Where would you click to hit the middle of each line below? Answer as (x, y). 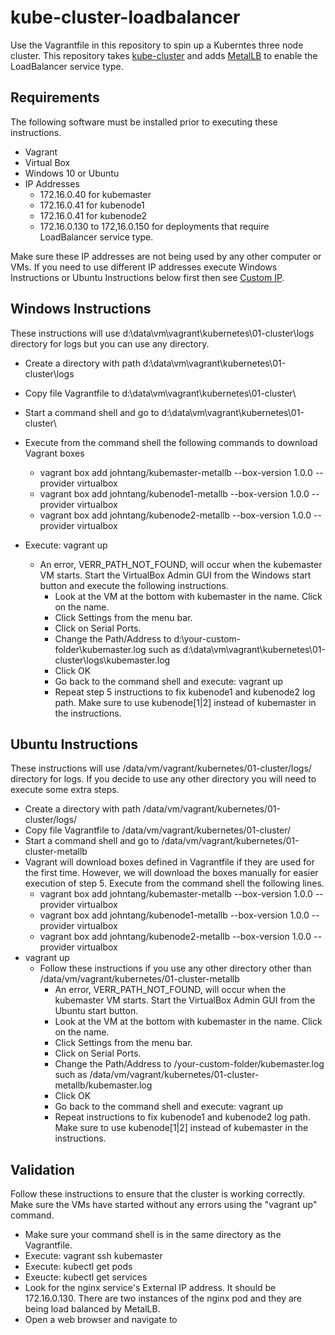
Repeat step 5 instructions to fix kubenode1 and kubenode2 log (185, 692)
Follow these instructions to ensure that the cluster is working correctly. (158, 1194)
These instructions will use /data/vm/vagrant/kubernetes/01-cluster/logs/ (161, 768)
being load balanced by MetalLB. (92, 1309)
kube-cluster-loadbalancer (125, 17)
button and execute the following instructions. (134, 585)
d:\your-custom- (207, 638)
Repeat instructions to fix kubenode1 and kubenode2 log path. (182, 1117)
